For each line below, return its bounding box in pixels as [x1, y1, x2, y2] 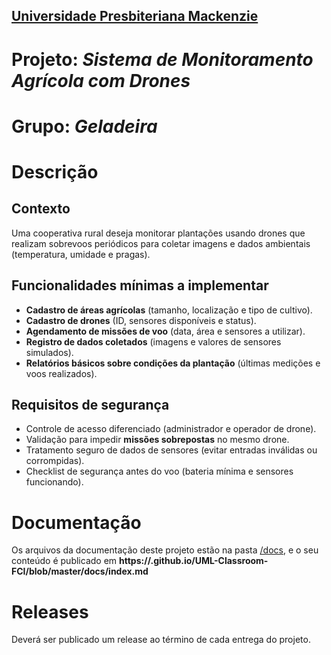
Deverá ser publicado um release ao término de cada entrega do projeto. [11, 634, 311, 646]
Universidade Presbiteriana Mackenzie [11, 8, 259, 25]
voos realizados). [25, 367, 98, 379]
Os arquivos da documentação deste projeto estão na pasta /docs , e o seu [11, 544, 319, 556]
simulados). [25, 346, 74, 358]
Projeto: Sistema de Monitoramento [11, 48, 314, 71]
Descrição [11, 160, 99, 183]
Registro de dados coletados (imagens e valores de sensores [25, 335, 282, 348]
